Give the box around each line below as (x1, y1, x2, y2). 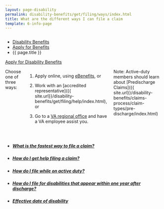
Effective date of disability (12, 198, 68, 204)
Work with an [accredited (34, 83, 87, 89)
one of (5, 74, 19, 80)
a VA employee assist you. (34, 118, 89, 124)
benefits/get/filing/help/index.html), (34, 99, 108, 104)
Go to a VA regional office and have (34, 113, 108, 119)
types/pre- (113, 105, 135, 111)
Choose (5, 69, 21, 75)
